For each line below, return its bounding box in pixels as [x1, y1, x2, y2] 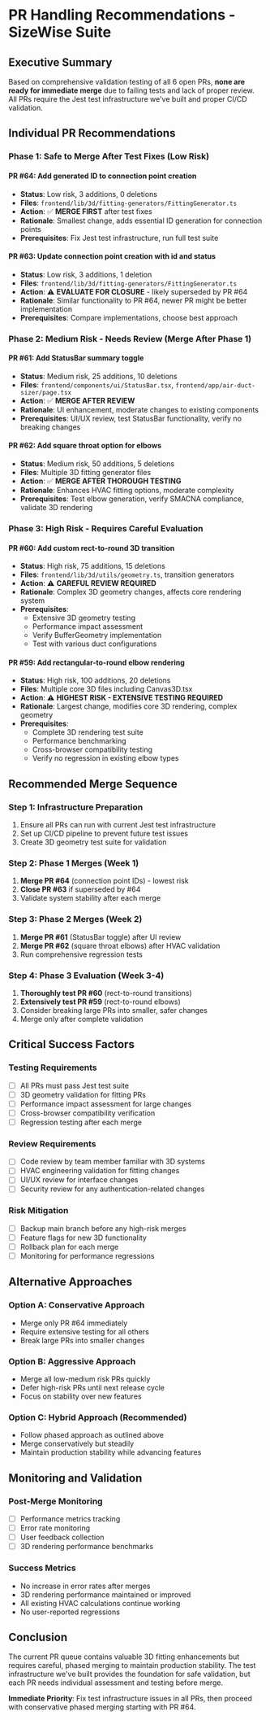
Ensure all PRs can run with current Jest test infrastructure [19, 820, 216, 830]
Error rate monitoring [19, 1523, 91, 1533]
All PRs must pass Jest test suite [19, 1080, 130, 1090]
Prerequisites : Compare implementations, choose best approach [19, 312, 238, 322]
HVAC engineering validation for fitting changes [19, 1166, 180, 1176]
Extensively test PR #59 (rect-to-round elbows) [19, 997, 181, 1006]
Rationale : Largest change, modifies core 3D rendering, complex [19, 701, 238, 711]
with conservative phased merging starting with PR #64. [8, 1702, 196, 1712]
